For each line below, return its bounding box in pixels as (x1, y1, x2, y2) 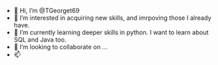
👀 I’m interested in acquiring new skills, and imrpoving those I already (13, 14, 212, 22)
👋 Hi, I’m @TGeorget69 (13, 7, 80, 14)
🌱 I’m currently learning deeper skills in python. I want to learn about (13, 28, 209, 36)
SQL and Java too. (13, 36, 67, 44)
